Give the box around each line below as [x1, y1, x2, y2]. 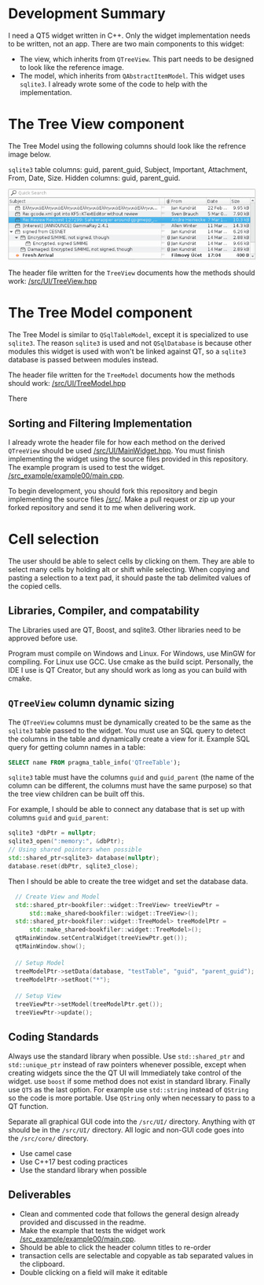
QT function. [8, 1101, 49, 1111]
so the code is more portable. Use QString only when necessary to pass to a [8, 1093, 255, 1103]
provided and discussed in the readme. [19, 1217, 147, 1227]
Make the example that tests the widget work [19, 1225, 166, 1235]
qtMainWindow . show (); [15, 942, 86, 950]
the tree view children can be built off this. [8, 789, 145, 799]
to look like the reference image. [19, 62, 124, 72]
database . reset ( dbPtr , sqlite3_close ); [8, 862, 139, 870]
